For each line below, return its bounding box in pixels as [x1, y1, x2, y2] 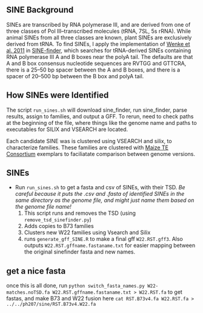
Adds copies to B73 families [24, 223, 94, 230]
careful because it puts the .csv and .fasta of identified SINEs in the [15, 190, 185, 198]
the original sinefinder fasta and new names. [24, 248, 136, 255]
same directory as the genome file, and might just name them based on [15, 197, 195, 204]
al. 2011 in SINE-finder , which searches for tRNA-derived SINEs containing [6, 47, 191, 54]
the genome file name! [15, 203, 72, 210]
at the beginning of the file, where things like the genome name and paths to [6, 119, 197, 126]
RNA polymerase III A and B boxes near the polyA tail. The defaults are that [6, 53, 193, 60]
